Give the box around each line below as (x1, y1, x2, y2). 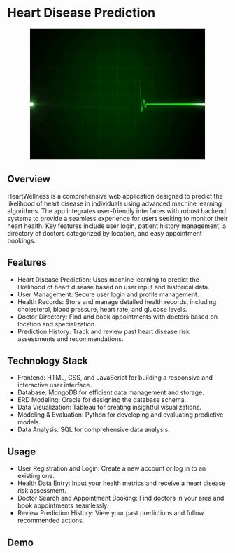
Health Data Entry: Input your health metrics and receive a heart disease (17, 479, 226, 487)
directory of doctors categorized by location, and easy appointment (7, 229, 203, 237)
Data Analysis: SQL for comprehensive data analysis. (17, 425, 170, 434)
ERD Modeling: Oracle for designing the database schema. (17, 396, 187, 404)
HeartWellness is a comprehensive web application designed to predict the (7, 192, 224, 200)
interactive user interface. (17, 381, 92, 389)
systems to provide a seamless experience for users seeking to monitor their (7, 214, 228, 222)
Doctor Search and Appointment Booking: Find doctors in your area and (17, 494, 225, 503)
